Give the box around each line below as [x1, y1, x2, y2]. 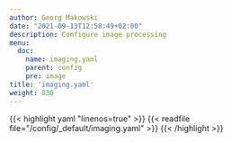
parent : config [25, 64, 83, 73]
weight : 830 [9, 88, 54, 97]
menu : [9, 38, 30, 48]
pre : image [25, 72, 67, 81]
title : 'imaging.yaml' [9, 80, 94, 89]
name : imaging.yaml [25, 55, 99, 64]
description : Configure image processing [9, 30, 167, 39]
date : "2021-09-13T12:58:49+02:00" [9, 22, 143, 31]
